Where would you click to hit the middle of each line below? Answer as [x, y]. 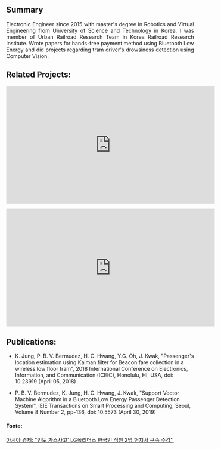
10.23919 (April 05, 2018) [45, 382]
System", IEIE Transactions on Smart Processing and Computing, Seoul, [103, 406]
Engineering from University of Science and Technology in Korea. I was [100, 30]
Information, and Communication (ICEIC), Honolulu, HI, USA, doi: [94, 375]
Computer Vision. [28, 56]
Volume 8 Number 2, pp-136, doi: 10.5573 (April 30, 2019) [85, 412]
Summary [25, 10]
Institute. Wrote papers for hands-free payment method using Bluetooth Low [100, 43]
